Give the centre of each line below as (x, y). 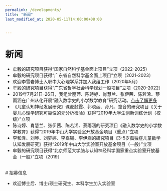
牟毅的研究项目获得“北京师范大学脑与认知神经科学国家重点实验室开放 (84, 150)
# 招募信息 (16, 173)
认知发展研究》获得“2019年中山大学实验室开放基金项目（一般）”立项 (82, 144)
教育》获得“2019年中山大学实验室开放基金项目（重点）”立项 (78, 132)
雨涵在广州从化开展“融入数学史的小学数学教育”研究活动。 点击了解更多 (85, 100)
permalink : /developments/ (33, 10)
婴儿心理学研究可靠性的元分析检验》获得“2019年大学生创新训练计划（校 (87, 113)
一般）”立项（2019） (42, 157)
